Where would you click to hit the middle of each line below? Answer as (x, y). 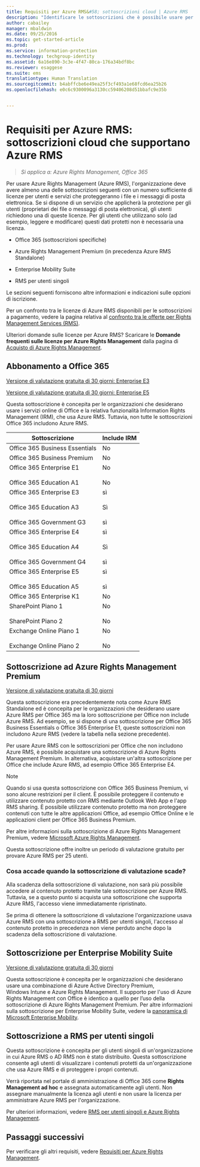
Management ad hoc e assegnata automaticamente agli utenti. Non (90, 1087)
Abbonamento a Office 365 (58, 366)
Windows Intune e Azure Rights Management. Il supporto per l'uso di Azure (99, 991)
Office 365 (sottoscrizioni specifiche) (61, 240)
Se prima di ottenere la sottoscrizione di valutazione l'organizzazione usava (99, 915)
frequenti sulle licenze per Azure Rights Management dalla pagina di (92, 341)
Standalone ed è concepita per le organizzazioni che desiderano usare (93, 709)
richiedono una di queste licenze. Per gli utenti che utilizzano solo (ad (92, 215)
